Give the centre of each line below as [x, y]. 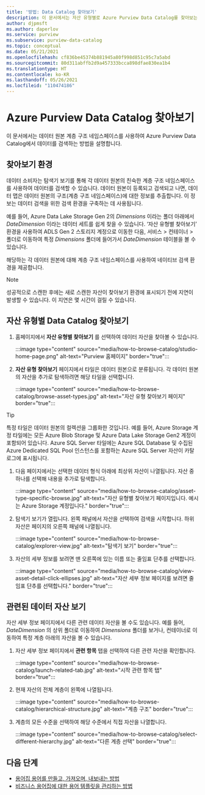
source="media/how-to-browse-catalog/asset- [137, 491]
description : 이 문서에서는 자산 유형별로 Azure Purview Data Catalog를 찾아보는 [102, 18]
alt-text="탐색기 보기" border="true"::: [131, 545]
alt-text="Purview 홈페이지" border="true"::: [115, 356]
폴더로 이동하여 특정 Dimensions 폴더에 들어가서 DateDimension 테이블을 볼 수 [101, 239]
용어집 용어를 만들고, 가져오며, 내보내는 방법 [67, 779]
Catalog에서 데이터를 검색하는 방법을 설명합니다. [64, 143]
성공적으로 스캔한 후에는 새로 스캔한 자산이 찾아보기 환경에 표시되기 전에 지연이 [100, 292]
